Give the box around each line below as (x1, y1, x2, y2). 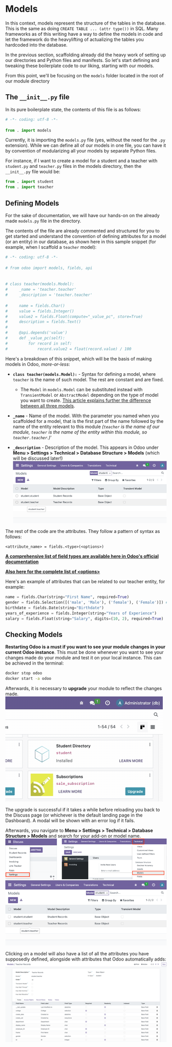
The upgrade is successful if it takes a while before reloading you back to (5, 807, 160, 813)
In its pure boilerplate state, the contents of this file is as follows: (5, 106, 141, 113)
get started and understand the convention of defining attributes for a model (5, 233, 166, 239)
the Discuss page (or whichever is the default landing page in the (5, 812, 143, 818)
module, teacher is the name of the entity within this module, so (12, 429, 147, 435)
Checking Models (5, 630, 63, 639)
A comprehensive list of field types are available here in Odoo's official (5, 553, 159, 560)
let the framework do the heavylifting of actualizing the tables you (5, 36, 144, 42)
